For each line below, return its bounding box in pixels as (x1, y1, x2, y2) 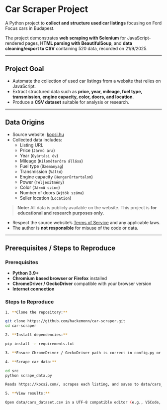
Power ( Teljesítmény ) (19, 179, 65, 185)
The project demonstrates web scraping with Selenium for (5, 35, 126, 41)
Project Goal (5, 65, 44, 73)
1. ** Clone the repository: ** (5, 310, 68, 315)
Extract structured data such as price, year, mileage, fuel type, (12, 88, 143, 94)
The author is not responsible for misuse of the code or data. (12, 225, 138, 231)
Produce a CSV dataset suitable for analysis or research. (12, 99, 129, 105)
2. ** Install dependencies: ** (5, 332, 68, 337)
